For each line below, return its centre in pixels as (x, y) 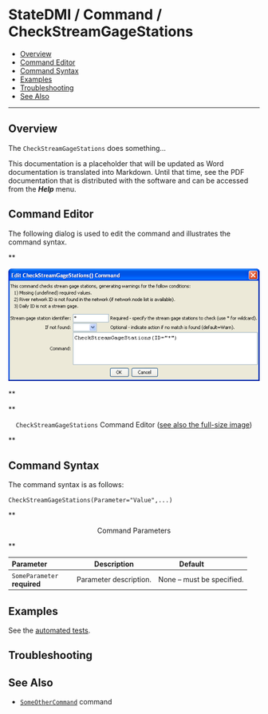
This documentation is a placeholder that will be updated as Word (116, 163)
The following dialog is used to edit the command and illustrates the (120, 233)
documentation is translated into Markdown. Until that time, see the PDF (126, 172)
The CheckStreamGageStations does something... (87, 148)
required (26, 584)
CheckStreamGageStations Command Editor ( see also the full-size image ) (134, 425)
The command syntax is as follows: (66, 485)
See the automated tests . (49, 631)
